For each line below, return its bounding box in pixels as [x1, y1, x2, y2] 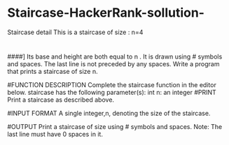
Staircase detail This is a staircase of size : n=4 [7, 28, 144, 36]
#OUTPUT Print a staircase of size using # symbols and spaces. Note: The [7, 123, 223, 131]
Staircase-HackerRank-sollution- [7, 5, 205, 21]
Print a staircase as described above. [7, 96, 114, 104]
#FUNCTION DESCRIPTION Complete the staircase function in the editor [7, 81, 217, 89]
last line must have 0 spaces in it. [7, 130, 104, 139]
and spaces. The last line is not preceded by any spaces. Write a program [7, 60, 220, 68]
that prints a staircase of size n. [7, 68, 98, 76]
